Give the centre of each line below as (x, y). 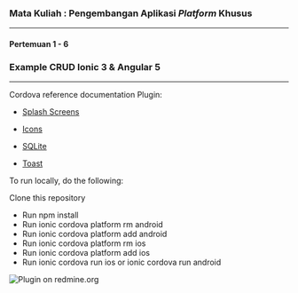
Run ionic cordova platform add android (94, 234)
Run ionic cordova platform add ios (86, 253)
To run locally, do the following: (67, 181)
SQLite (34, 146)
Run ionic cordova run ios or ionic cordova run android (122, 262)
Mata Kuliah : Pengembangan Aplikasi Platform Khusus (131, 13)
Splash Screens (51, 112)
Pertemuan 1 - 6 (39, 44)
